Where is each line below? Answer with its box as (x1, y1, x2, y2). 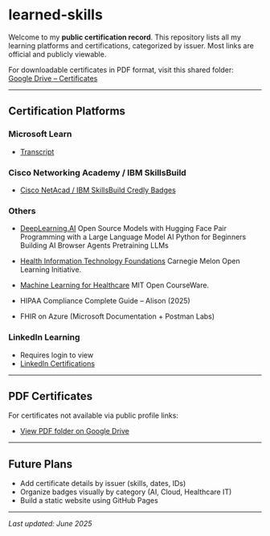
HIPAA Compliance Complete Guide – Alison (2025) (19, 296, 190, 306)
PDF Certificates (8, 389, 93, 403)
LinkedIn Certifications (19, 358, 95, 368)
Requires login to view (19, 350, 94, 360)
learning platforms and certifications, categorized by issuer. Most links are (8, 40, 255, 50)
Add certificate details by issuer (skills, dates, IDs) (19, 479, 186, 489)
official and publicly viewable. (8, 49, 107, 59)
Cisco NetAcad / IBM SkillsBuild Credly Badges (19, 185, 177, 195)
